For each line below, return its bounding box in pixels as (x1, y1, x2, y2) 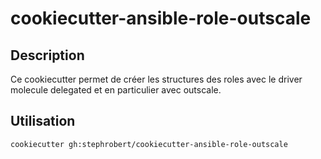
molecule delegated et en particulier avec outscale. (10, 84, 222, 96)
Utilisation (10, 113, 76, 130)
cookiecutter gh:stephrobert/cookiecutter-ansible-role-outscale (10, 139, 288, 149)
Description (10, 47, 85, 64)
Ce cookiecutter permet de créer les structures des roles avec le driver (10, 73, 303, 85)
